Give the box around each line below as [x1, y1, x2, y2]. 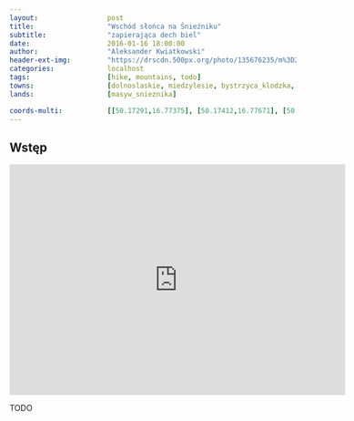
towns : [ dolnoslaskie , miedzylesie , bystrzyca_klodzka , [9, 81, 296, 90]
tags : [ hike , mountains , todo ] [9, 73, 202, 82]
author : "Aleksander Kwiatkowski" [9, 47, 206, 56]
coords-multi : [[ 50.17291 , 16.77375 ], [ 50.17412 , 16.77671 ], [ [9, 106, 287, 115]
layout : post [9, 13, 125, 23]
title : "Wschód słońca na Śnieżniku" [9, 22, 222, 31]
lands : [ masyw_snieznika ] [9, 89, 177, 98]
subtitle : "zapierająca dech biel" [9, 30, 202, 39]
